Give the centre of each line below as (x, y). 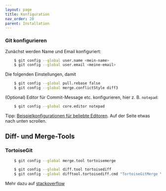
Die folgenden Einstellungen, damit (41, 74)
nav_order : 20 (20, 19)
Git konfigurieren (26, 41)
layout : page (19, 10)
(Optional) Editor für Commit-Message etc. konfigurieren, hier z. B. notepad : (82, 97)
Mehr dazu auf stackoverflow (35, 184)
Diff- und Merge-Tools (40, 137)
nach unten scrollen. (26, 121)
